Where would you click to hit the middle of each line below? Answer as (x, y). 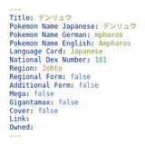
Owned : (22, 128)
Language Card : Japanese (56, 52)
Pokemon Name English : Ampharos (70, 43)
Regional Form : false (50, 77)
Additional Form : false (54, 85)
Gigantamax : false (44, 102)
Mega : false (32, 93)
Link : (19, 119)
